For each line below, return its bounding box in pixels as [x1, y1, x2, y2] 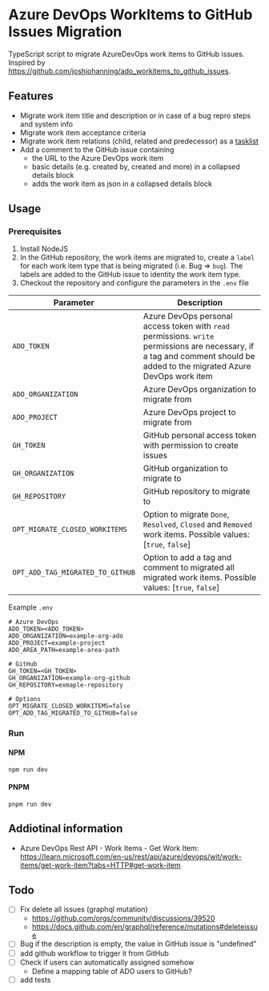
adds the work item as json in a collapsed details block [31, 179, 212, 188]
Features [8, 90, 54, 103]
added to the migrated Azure [143, 361, 251, 372]
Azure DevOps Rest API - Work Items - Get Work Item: [19, 843, 199, 852]
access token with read [143, 320, 231, 332]
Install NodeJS [19, 244, 69, 254]
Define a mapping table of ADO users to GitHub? [31, 966, 192, 976]
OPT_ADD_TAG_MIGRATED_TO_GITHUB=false [8, 709, 138, 718]
